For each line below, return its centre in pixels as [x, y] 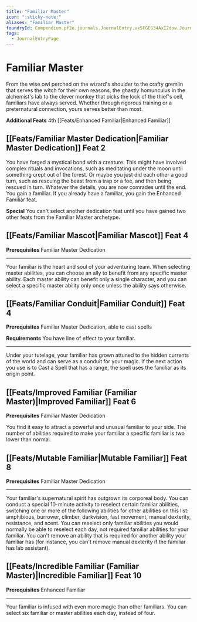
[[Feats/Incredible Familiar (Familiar [73, 567]
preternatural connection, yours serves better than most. [74, 109]
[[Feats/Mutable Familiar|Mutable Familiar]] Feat [97, 458]
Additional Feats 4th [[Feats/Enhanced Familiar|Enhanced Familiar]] [89, 120]
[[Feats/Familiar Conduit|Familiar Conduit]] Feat [96, 304]
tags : [13, 33]
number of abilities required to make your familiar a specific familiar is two [95, 433]
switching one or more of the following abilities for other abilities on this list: [97, 511]
